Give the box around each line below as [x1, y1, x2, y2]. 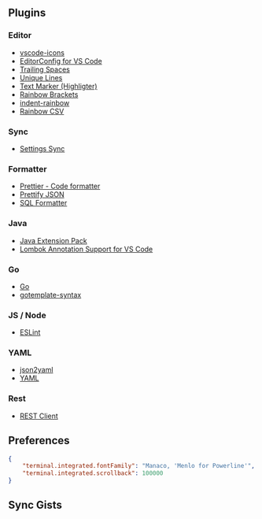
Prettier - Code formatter [19, 181, 101, 191]
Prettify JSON [19, 190, 65, 199]
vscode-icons [19, 47, 65, 57]
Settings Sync [19, 143, 65, 153]
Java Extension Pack [19, 235, 88, 245]
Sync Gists [8, 499, 63, 512]
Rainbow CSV [19, 106, 65, 116]
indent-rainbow [19, 98, 70, 107]
